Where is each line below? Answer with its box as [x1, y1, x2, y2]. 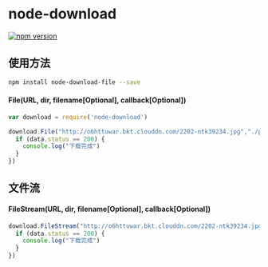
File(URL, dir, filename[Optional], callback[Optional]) [8, 95, 187, 105]
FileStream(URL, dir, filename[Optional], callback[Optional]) [8, 205, 211, 214]
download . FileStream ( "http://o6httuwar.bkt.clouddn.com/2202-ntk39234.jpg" [8, 221, 266, 230]
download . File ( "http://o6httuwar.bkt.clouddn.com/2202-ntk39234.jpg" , [8, 127, 248, 136]
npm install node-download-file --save [8, 78, 141, 86]
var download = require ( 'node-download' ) [8, 113, 148, 121]
